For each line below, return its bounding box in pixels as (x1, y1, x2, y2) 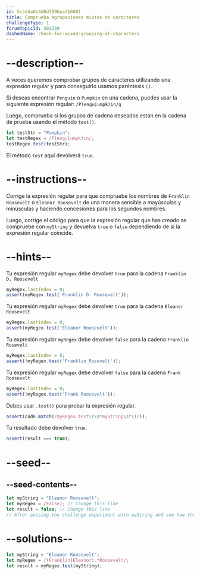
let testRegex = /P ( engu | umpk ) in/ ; (6, 135, 95, 141)
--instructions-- (6, 172, 87, 186)
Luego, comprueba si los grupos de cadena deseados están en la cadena (6, 112, 186, 119)
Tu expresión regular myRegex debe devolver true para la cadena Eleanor (6, 303, 184, 310)
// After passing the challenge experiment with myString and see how (6, 512, 185, 518)
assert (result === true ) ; (6, 436, 70, 442)
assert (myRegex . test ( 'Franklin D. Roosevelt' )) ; (6, 292, 129, 298)
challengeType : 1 (6, 20, 49, 26)
